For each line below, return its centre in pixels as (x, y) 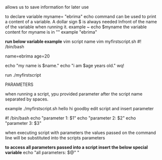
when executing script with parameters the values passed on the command (81, 133)
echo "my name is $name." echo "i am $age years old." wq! (65, 66)
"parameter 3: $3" (23, 123)
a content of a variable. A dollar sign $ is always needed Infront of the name (81, 22)
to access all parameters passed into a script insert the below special (77, 147)
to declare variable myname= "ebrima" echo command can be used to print (81, 16)
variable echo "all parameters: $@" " (42, 152)
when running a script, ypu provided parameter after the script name (74, 94)
